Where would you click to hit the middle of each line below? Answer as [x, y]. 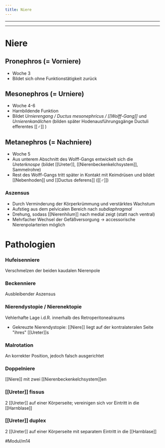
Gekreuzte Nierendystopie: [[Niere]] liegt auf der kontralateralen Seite [83, 327]
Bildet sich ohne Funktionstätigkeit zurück [55, 78]
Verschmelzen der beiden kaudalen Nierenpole [53, 271]
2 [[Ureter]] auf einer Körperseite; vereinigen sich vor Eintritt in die [72, 403]
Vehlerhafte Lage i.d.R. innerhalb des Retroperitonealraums [65, 318]
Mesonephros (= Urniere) [45, 94]
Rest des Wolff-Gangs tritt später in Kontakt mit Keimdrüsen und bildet [83, 175]
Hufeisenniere [23, 260]
